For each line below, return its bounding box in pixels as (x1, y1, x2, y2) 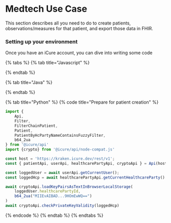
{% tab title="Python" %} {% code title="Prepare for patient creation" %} (5, 99, 159, 105)
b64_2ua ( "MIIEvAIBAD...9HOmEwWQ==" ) (14, 193, 93, 199)
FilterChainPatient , (14, 123, 58, 128)
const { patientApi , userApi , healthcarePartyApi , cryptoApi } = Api (5, 161, 156, 166)
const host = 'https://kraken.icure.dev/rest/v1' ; (5, 156, 115, 161)
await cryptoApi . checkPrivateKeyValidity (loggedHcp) (5, 203, 120, 208)
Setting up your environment (5, 38, 78, 45)
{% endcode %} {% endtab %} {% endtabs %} (5, 212, 103, 218)
